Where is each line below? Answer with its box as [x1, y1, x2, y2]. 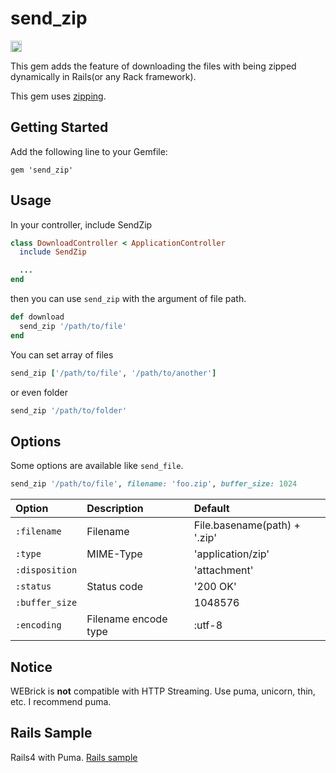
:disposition [15, 565, 78, 576]
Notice [10, 658, 53, 676]
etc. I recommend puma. [10, 695, 112, 707]
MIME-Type [86, 547, 143, 561]
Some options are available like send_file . [10, 460, 184, 472]
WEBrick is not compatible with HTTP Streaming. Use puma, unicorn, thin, [10, 685, 316, 697]
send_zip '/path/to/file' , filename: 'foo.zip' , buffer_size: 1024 [10, 479, 298, 489]
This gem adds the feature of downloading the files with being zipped [10, 60, 297, 72]
